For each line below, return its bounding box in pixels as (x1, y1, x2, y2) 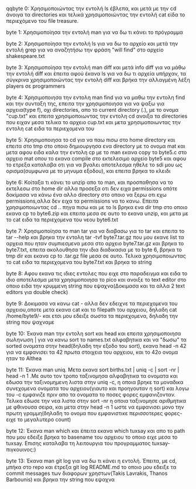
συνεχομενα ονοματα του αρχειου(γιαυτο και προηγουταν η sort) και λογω (6, 385, 189, 392)
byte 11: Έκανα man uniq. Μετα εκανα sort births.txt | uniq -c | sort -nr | (6, 366, 180, 373)
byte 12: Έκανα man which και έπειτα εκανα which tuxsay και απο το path (6, 428, 185, 434)
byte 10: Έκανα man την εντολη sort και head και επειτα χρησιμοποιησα (6, 330, 181, 337)
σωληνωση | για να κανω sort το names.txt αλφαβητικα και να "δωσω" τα (6, 336, 187, 343)
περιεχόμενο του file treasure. (6, 18, 79, 24)
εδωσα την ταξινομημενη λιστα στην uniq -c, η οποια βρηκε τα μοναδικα (6, 379, 184, 385)
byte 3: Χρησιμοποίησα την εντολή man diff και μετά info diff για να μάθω (6, 64, 186, 71)
